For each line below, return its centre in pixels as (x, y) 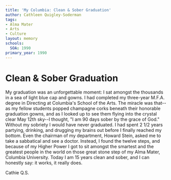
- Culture (16, 34)
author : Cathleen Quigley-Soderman (43, 15)
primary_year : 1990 (26, 53)
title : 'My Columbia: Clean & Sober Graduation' (58, 10)
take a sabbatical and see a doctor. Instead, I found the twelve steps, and (83, 141)
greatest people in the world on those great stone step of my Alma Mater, (83, 152)
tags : (11, 19)
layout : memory (22, 39)
